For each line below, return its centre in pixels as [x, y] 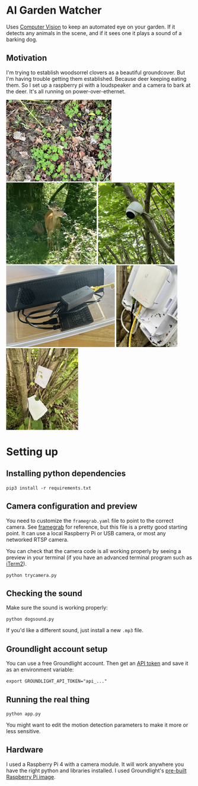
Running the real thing [48, 700]
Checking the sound [44, 593]
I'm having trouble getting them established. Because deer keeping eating [96, 78]
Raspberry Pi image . [31, 776]
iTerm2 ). [16, 564]
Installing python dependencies [66, 474]
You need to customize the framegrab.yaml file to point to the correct [90, 520]
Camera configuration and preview [72, 506]
